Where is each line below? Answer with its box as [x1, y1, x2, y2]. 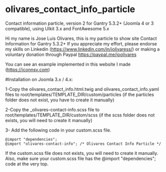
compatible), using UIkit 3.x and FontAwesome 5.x [5, 25, 109, 31]
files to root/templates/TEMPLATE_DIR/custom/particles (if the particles [5, 91, 154, 97]
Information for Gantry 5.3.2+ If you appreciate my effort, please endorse [5, 40, 157, 46]
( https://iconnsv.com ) [5, 67, 50, 73]
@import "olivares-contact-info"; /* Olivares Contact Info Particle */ [5, 141, 161, 146]
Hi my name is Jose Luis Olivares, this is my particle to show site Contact [5, 35, 157, 41]
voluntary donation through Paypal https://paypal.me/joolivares [5, 51, 137, 58]
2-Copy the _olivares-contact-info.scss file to [5, 106, 100, 112]
